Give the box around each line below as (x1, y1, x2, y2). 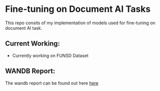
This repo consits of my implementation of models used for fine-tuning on (5, 20, 156, 26)
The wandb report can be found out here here (5, 80, 99, 86)
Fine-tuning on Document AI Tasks (5, 3, 151, 15)
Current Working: (5, 40, 60, 48)
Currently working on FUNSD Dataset (12, 52, 89, 58)
